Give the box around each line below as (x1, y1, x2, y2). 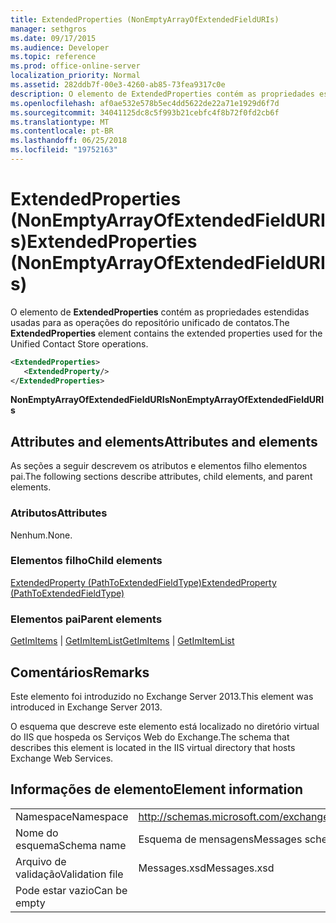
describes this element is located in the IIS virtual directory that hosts (10, 741, 296, 753)
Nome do (15, 826, 59, 840)
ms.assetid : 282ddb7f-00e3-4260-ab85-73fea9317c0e (10, 80, 226, 90)
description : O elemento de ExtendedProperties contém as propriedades (10, 89, 315, 99)
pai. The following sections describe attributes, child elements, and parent (10, 471, 313, 483)
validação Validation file (15, 867, 124, 881)
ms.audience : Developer (10, 42, 110, 53)
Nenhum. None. (10, 529, 73, 541)
